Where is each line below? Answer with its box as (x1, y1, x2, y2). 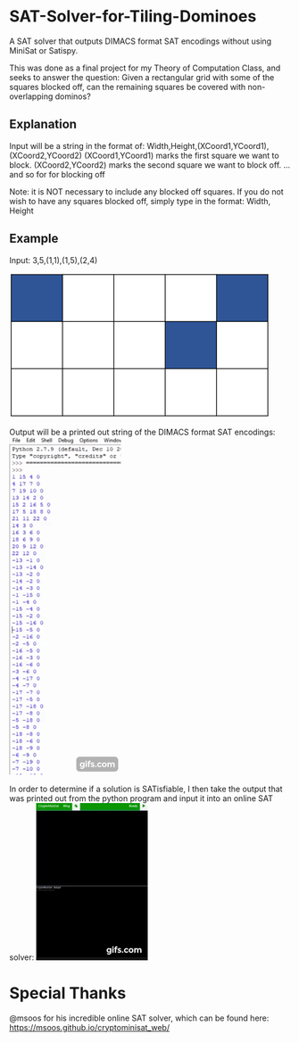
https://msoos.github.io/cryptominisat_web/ (9, 1021, 170, 1032)
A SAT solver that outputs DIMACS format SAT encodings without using (9, 36, 272, 46)
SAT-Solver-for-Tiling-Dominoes (9, 6, 257, 27)
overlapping (9, 91, 54, 102)
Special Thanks (9, 983, 127, 1003)
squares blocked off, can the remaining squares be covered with (9, 81, 246, 92)
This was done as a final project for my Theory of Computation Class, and (9, 62, 281, 73)
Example (9, 231, 59, 246)
